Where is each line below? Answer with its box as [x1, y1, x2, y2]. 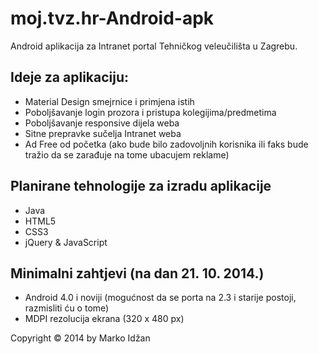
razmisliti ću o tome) [24, 302, 110, 314]
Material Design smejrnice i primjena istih [24, 95, 195, 107]
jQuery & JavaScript [24, 236, 108, 248]
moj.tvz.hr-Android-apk [10, 7, 215, 30]
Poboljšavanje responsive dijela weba [24, 117, 180, 129]
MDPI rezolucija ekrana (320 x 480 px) [24, 313, 185, 325]
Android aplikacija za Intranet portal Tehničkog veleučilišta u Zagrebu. [10, 40, 298, 52]
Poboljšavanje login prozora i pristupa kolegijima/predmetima [24, 106, 277, 118]
